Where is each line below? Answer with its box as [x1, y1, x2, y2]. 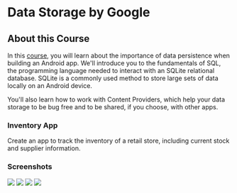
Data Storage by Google [7, 4, 150, 21]
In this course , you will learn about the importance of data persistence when [7, 51, 231, 60]
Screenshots [7, 162, 53, 172]
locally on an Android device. [7, 82, 92, 89]
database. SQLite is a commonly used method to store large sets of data [7, 74, 219, 82]
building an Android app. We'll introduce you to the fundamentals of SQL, [7, 59, 221, 67]
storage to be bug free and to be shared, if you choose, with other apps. [7, 103, 219, 111]
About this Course [7, 33, 90, 45]
